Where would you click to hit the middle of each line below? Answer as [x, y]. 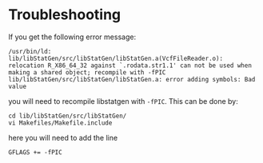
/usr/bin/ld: [30, 51]
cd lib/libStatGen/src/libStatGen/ [68, 116]
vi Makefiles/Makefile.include [60, 123]
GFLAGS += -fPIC [35, 152]
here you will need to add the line [63, 137]
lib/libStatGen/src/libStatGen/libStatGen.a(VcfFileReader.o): [116, 58]
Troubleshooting [65, 15]
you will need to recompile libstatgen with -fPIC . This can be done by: [123, 101]
